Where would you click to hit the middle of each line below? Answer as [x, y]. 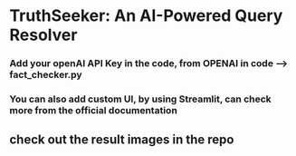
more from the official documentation [94, 111]
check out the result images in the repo [122, 140]
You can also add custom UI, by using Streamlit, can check [140, 99]
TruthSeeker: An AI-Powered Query [146, 16]
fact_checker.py [46, 75]
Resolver [43, 35]
